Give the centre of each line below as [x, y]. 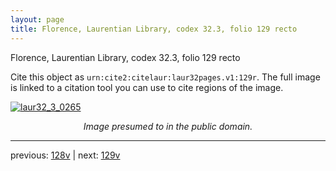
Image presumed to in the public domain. [168, 126]
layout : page [37, 19]
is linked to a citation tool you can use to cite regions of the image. [147, 87]
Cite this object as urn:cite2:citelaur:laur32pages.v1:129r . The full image [165, 77]
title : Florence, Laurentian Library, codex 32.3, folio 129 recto [154, 29]
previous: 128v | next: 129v [65, 155]
